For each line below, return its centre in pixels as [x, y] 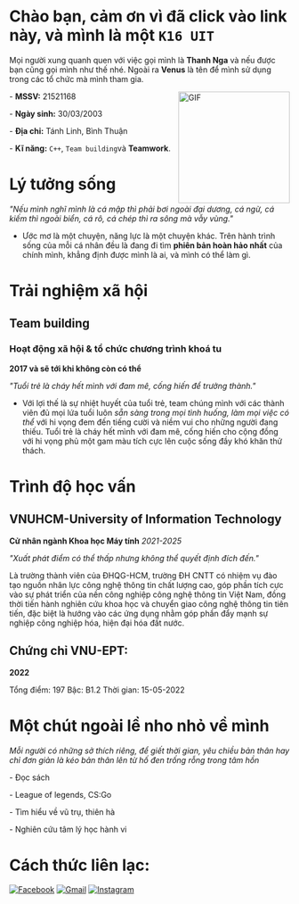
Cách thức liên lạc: [80, 865]
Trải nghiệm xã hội [79, 291]
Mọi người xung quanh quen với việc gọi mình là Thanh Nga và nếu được [142, 60]
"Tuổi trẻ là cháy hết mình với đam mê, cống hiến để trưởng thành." [133, 386]
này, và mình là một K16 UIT [112, 35]
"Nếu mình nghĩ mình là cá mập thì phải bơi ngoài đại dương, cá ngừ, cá [142, 209]
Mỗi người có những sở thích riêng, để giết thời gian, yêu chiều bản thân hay [149, 751]
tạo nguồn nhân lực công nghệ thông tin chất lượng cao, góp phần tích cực [146, 585]
